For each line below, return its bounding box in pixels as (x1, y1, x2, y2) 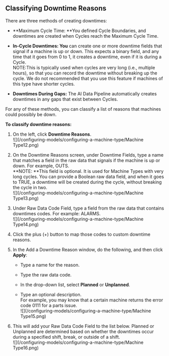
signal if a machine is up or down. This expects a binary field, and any (12, 48, 159, 54)
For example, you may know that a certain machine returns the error (20, 297, 163, 303)
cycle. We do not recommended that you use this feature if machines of (12, 75, 163, 81)
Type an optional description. (20, 291, 82, 297)
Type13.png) (12, 195, 39, 201)
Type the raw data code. (20, 271, 72, 277)
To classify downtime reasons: (5, 121, 72, 127)
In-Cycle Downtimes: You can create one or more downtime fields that (12, 43, 162, 49)
